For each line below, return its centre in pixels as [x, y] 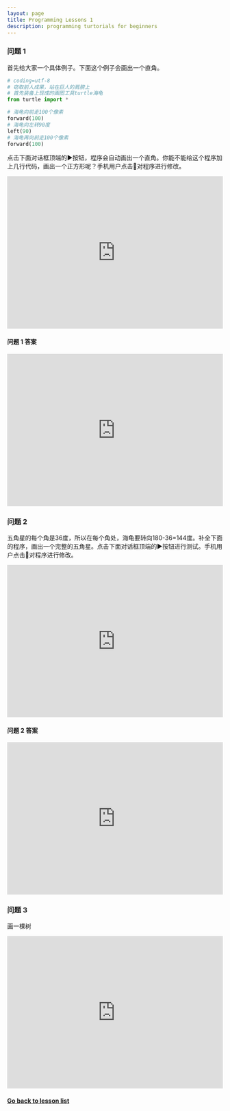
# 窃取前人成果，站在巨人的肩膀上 [49, 87]
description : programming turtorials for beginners [82, 26]
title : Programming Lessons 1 [50, 20]
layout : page [26, 13]
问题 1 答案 [22, 342]
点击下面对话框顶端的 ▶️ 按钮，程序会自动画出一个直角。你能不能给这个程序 [112, 158]
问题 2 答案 [23, 730]
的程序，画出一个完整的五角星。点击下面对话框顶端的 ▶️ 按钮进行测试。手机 [112, 546]
